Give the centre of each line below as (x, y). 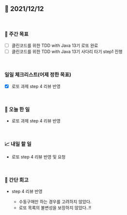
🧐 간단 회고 (16, 180)
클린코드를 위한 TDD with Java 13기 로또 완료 (55, 46)
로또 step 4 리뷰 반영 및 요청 (39, 157)
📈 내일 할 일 (18, 144)
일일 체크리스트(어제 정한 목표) (38, 75)
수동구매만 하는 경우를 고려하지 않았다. (55, 202)
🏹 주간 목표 (16, 34)
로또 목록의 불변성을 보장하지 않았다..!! (55, 208)
